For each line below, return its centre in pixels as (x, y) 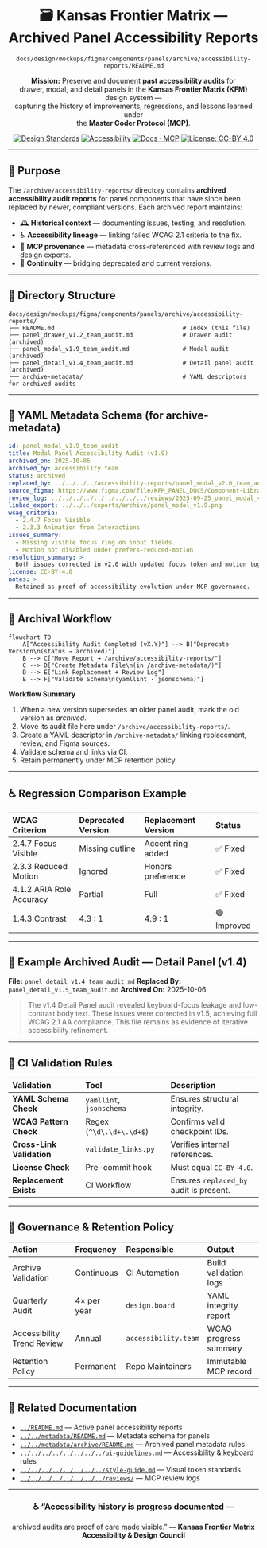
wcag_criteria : (33, 513)
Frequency (96, 1249)
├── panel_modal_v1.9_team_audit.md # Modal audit (118, 349)
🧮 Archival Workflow (60, 619)
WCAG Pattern (41, 1121)
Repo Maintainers (159, 1366)
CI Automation (153, 1273)
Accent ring (166, 843)
